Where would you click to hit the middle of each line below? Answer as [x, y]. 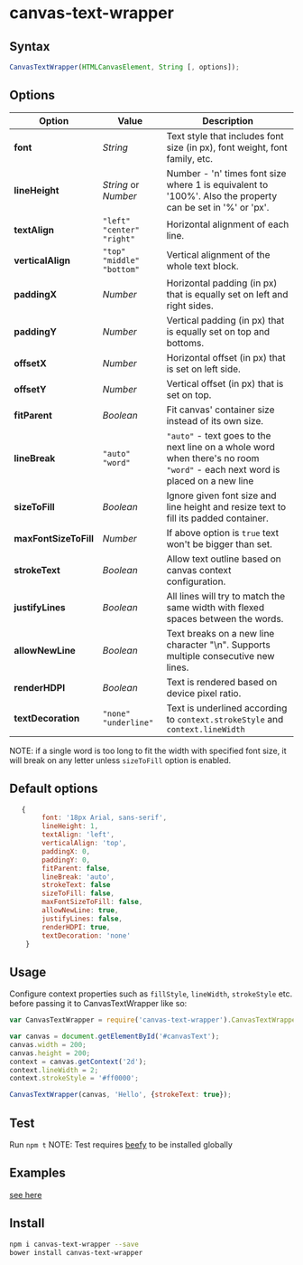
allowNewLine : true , [80, 911]
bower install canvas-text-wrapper [76, 1252]
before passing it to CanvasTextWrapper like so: [98, 1004]
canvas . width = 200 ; [48, 1044]
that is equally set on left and [227, 294]
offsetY [30, 389]
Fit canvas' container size [220, 410]
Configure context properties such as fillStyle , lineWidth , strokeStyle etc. [151, 994]
